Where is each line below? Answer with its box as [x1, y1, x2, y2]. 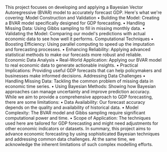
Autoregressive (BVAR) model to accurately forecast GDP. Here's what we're [5, 9, 162, 15]
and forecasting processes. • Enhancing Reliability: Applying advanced [5, 47, 151, 52]
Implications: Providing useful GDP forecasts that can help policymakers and [5, 68, 162, 74]
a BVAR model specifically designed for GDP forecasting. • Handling [5, 20, 145, 26]
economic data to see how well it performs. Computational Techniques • [5, 36, 154, 42]
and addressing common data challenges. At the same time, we [5, 136, 135, 142]
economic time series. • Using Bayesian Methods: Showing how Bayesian [5, 83, 156, 89]
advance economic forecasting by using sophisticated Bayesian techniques [5, 131, 160, 137]
